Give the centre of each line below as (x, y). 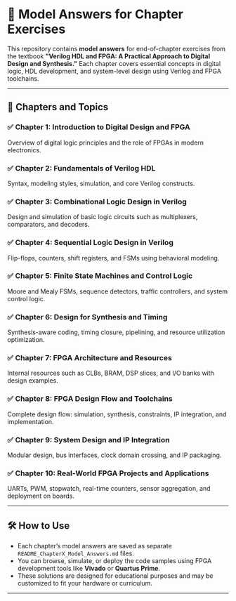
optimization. (26, 340)
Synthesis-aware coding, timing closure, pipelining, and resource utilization (116, 332)
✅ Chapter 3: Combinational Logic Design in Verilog (97, 202)
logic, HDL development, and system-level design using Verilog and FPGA (114, 71)
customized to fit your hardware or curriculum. (85, 583)
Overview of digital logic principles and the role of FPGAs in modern (106, 143)
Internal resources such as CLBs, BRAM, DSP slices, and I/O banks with (111, 373)
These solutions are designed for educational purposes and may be (115, 576)
